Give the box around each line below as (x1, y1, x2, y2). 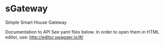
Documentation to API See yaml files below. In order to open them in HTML (5, 29, 159, 35)
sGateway (5, 3, 48, 14)
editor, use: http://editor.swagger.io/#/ (5, 34, 83, 40)
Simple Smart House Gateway (5, 19, 67, 25)
